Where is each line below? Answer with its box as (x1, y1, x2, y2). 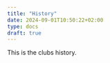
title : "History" (7, 10, 57, 17)
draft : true (7, 29, 42, 37)
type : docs (7, 23, 39, 30)
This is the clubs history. (7, 48, 77, 57)
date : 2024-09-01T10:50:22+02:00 (7, 17, 104, 24)
